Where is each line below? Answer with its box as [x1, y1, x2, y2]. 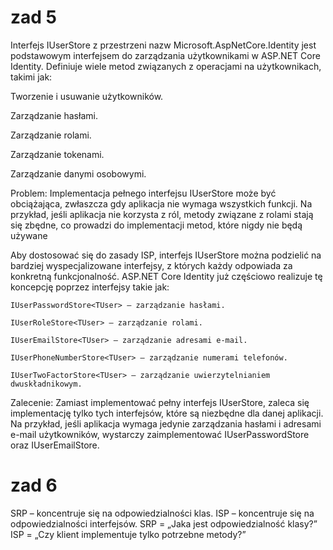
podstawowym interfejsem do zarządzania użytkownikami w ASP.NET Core [10, 49, 321, 61]
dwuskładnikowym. [10, 379, 83, 389]
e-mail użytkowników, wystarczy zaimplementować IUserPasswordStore [10, 428, 310, 440]
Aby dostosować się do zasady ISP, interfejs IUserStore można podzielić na [10, 249, 322, 261]
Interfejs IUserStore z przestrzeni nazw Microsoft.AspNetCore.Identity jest [10, 39, 317, 51]
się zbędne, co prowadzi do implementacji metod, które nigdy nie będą [10, 219, 303, 231]
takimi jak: [10, 71, 53, 83]
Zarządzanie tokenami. [10, 148, 105, 160]
